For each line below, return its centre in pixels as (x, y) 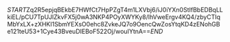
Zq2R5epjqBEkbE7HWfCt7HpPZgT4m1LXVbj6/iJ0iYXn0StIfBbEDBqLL (125, 10)
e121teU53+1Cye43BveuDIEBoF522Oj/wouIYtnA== (79, 31)
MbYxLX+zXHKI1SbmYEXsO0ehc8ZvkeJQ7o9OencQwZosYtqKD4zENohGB (114, 24)
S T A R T (17, 10)
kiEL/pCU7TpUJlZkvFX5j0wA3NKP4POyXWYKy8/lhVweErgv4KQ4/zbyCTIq (114, 17)
